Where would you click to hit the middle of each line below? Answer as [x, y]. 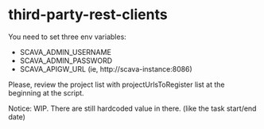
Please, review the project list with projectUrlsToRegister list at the [116, 84]
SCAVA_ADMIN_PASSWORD [66, 61]
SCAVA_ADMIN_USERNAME [65, 52]
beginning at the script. [47, 92]
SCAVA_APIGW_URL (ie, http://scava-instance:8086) [106, 68]
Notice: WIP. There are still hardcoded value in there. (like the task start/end [132, 108]
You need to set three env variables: [68, 37]
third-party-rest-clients [88, 15]
